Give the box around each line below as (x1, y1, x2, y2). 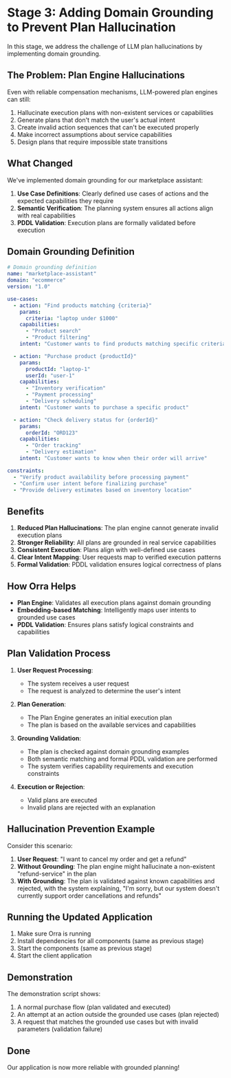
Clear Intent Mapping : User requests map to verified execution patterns (16, 553, 221, 562)
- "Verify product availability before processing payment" (13, 474, 189, 480)
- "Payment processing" (25, 391, 94, 399)
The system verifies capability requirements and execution (27, 762, 194, 770)
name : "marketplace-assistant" (7, 271, 97, 277)
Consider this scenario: (7, 841, 74, 849)
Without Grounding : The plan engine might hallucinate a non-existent (16, 862, 215, 870)
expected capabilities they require (16, 196, 114, 204)
